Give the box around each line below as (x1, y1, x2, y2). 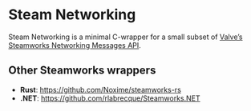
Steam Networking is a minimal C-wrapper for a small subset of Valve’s (8, 32, 243, 42)
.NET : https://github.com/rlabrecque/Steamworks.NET (19, 93, 200, 103)
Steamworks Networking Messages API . (8, 40, 142, 50)
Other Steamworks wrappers (8, 64, 156, 77)
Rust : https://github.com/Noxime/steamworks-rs (19, 85, 182, 94)
